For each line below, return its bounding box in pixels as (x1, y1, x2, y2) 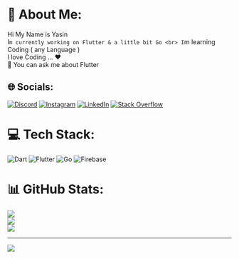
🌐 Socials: (7, 81, 54, 93)
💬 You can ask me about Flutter (7, 60, 100, 68)
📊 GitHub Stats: (7, 181, 105, 197)
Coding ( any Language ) (7, 45, 80, 54)
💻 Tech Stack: (7, 126, 95, 142)
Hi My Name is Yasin (7, 30, 68, 39)
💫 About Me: (7, 6, 83, 23)
